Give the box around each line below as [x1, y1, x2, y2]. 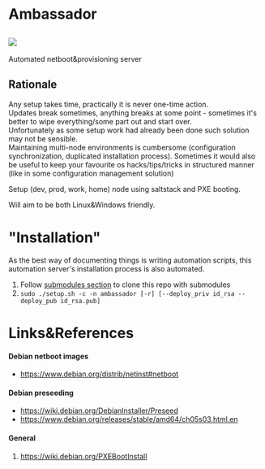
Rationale [8, 78, 58, 92]
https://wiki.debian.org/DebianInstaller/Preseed [19, 406, 178, 415]
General [8, 432, 36, 443]
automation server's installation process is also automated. [8, 263, 205, 273]
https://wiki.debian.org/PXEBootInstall [19, 451, 147, 461]
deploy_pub [19, 297, 58, 305]
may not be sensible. [8, 133, 79, 143]
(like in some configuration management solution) [8, 168, 174, 178]
